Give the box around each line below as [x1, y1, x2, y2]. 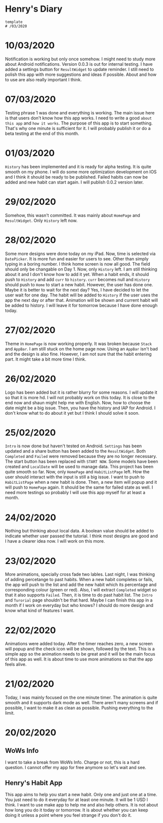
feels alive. [5, 661, 27, 667]
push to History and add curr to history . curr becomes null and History [5, 276, 150, 282]
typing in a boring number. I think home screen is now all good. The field [5, 261, 150, 267]
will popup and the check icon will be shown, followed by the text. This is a [5, 646, 155, 652]
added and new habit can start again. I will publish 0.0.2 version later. [5, 179, 144, 185]
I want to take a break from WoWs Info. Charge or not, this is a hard [5, 759, 140, 765]
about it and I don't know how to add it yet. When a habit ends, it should [5, 271, 149, 277]
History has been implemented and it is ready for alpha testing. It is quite [5, 164, 152, 169]
